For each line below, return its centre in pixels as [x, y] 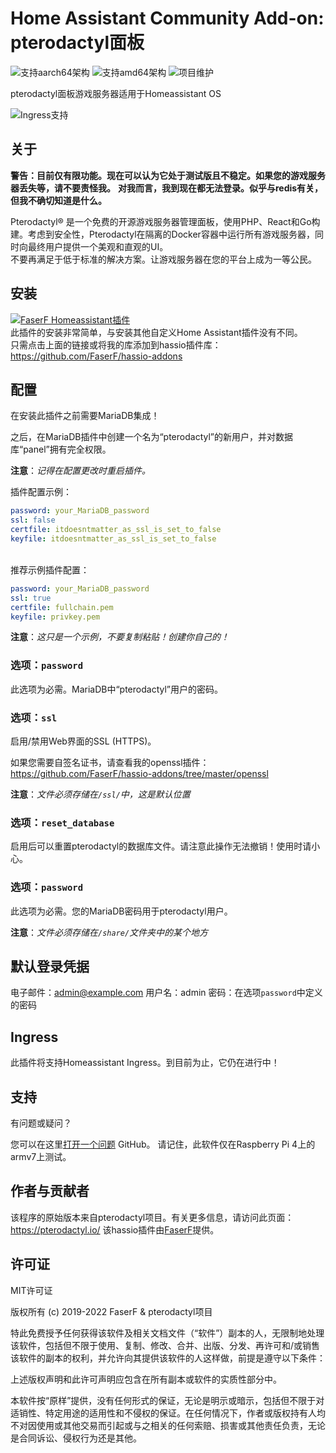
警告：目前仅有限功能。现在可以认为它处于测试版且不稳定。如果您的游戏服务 [168, 175]
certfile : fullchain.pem [62, 607]
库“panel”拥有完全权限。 [61, 449]
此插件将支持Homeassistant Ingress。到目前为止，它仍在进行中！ [145, 1063]
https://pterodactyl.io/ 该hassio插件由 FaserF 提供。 [115, 1229]
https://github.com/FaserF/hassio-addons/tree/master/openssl [139, 773]
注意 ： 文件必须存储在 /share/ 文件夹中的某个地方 [109, 932]
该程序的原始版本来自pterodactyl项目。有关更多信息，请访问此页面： [152, 1217]
